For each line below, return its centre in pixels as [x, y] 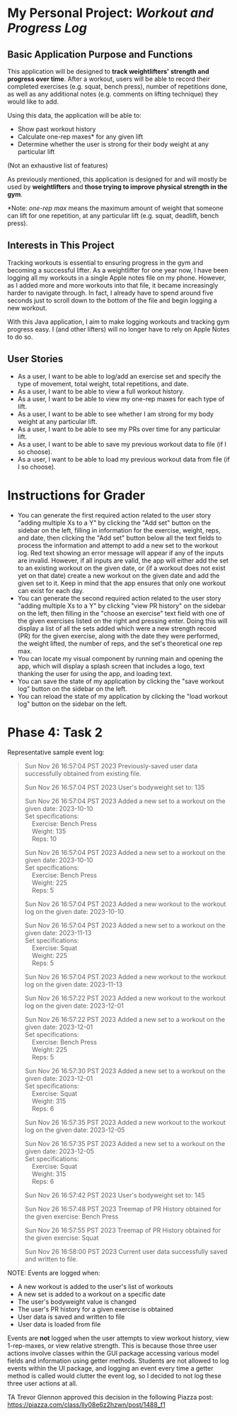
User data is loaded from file [59, 1324]
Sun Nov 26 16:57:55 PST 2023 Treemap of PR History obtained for [123, 1230]
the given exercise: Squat [62, 1238]
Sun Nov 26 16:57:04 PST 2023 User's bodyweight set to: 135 [115, 787]
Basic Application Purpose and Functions [100, 54]
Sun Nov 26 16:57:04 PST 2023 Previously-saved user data [111, 766]
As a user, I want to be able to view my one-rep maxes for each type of [121, 398]
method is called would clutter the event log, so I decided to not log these [114, 1376]
